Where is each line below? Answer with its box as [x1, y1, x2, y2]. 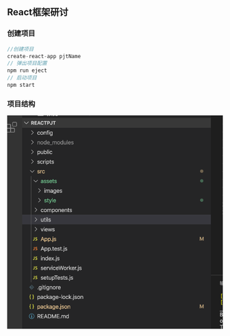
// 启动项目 [7, 75, 38, 81]
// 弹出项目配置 [7, 60, 47, 67]
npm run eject [7, 67, 48, 74]
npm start [7, 81, 36, 89]
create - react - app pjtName [7, 53, 81, 60]
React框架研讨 [7, 6, 68, 18]
